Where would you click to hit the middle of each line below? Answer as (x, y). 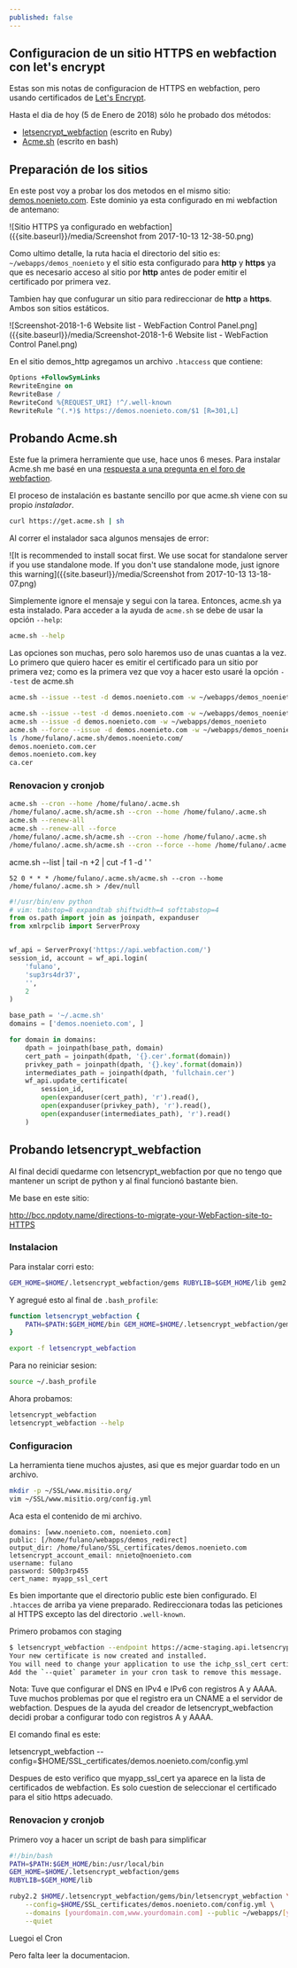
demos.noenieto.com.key (53, 754)
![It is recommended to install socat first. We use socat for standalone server (148, 556)
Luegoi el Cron (36, 1938)
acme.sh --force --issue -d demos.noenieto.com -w (104, 730)
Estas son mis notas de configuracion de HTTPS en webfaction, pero (135, 89)
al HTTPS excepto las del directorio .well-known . (97, 1613)
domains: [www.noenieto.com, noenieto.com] (91, 1532)
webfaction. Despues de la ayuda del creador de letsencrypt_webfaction (141, 1708)
